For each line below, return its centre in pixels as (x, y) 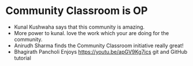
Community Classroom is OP (77, 11)
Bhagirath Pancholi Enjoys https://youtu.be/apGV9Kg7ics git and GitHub (101, 51)
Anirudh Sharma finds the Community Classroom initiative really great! (99, 46)
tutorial (23, 58)
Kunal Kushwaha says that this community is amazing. (79, 27)
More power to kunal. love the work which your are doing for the (91, 33)
